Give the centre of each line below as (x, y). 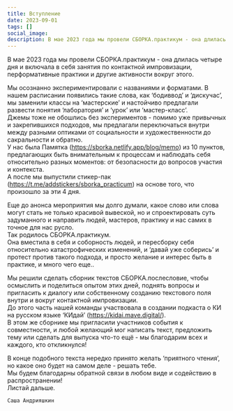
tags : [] (20, 27)
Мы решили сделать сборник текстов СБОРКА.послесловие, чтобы (108, 278)
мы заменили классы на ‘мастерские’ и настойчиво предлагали (103, 103)
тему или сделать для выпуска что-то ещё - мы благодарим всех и (107, 337)
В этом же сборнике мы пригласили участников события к (95, 322)
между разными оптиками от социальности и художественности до (109, 133)
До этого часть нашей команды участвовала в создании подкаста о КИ (114, 308)
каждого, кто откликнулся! (47, 345)
